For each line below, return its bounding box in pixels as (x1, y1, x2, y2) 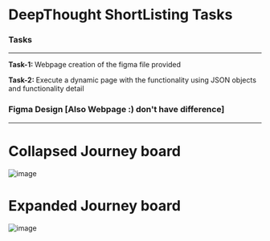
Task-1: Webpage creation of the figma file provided (8, 60, 182, 70)
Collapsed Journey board (8, 142, 181, 160)
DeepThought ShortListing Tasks (8, 6, 233, 24)
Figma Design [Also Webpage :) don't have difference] (8, 104, 225, 115)
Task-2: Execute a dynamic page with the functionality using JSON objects (8, 75, 257, 85)
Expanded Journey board (8, 196, 181, 215)
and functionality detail (8, 84, 84, 94)
